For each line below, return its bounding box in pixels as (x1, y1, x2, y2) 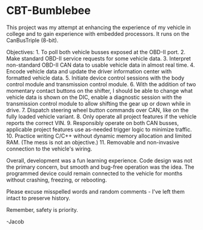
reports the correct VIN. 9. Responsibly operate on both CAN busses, (6, 119, 179, 126)
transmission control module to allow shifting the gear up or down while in (6, 100, 191, 107)
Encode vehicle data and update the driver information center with (6, 67, 172, 75)
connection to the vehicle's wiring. (6, 145, 93, 152)
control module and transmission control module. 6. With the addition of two (6, 80, 196, 88)
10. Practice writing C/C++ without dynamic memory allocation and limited (6, 132, 192, 140)
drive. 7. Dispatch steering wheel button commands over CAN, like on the (6, 106, 189, 113)
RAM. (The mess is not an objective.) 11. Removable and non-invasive (6, 138, 180, 146)
